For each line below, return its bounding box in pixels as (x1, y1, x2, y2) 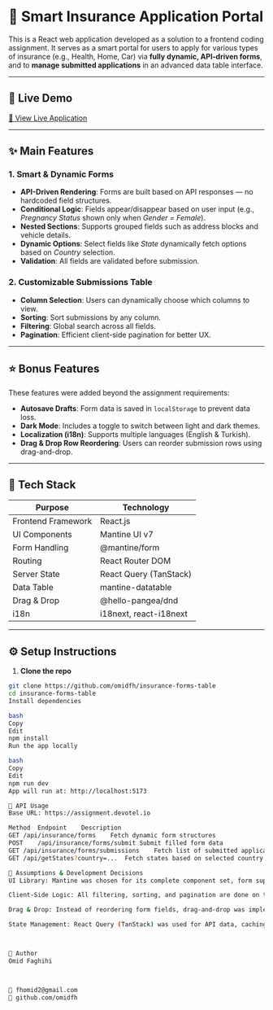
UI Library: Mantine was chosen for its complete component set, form (8, 877, 253, 885)
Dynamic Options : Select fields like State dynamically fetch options (19, 239, 247, 249)
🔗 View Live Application (8, 113, 88, 123)
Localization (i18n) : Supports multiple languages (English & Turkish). (19, 429, 251, 439)
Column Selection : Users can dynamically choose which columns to (19, 295, 250, 304)
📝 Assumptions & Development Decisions (8, 868, 144, 877)
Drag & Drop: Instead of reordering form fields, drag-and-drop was (8, 906, 245, 914)
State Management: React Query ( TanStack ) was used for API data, (8, 920, 238, 929)
